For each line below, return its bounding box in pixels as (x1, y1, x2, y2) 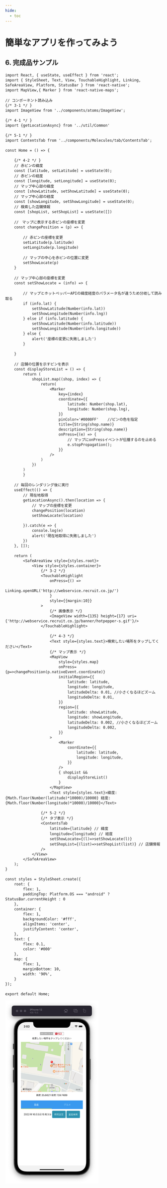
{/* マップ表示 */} (49, 649, 86, 654)
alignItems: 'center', (23, 921, 70, 926)
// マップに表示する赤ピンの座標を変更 (14, 220, 85, 225)
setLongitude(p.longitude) (23, 245, 79, 250)
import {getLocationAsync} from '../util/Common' (5, 123, 110, 128)
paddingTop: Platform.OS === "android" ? (23, 891, 110, 896)
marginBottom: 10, (23, 966, 61, 971)
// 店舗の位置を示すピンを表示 (14, 362, 69, 367)
